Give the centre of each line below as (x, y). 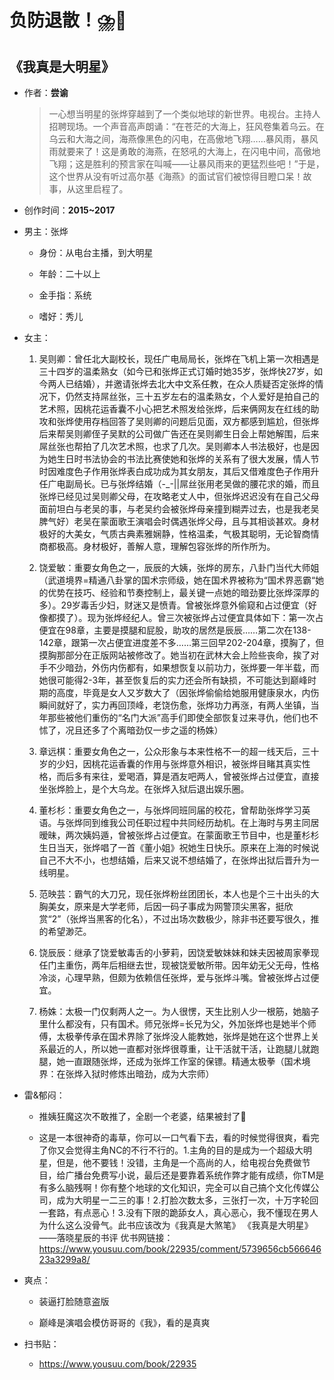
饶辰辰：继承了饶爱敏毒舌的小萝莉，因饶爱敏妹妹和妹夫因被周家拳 (174, 952)
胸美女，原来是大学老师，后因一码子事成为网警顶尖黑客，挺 (161, 906)
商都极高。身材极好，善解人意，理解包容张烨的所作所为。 (157, 546)
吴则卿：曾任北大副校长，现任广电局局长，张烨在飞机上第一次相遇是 (179, 359)
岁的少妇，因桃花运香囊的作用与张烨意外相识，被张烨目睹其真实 (170, 764)
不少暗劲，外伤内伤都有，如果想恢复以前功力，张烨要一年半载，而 (183, 667)
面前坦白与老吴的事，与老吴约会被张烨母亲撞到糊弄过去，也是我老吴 (179, 509)
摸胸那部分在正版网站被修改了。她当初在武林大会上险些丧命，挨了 (174, 655)
